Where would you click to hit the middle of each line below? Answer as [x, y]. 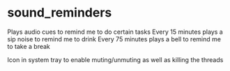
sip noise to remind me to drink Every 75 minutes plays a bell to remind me [114, 39]
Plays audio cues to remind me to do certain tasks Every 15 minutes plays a [115, 32]
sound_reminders [60, 13]
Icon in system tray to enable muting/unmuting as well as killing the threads [115, 59]
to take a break [29, 46]
